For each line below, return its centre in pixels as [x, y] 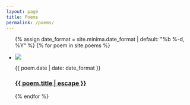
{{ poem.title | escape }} [50, 83]
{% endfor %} [32, 96]
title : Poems [22, 17]
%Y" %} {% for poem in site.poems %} [62, 45]
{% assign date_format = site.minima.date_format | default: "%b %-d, [99, 40]
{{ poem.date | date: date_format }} [58, 68]
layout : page [22, 12]
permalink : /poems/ [30, 22]
